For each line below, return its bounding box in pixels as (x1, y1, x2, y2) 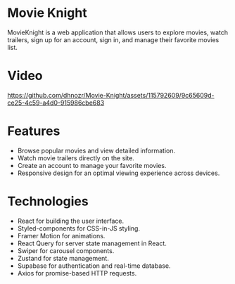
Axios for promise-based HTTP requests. (17, 269, 137, 277)
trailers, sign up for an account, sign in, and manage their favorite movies (7, 35, 220, 44)
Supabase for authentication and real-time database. (17, 262, 171, 270)
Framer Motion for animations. (17, 231, 106, 240)
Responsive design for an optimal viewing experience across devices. (17, 169, 220, 177)
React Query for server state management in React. (17, 239, 167, 247)
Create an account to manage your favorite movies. (17, 161, 167, 169)
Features (7, 123, 61, 139)
